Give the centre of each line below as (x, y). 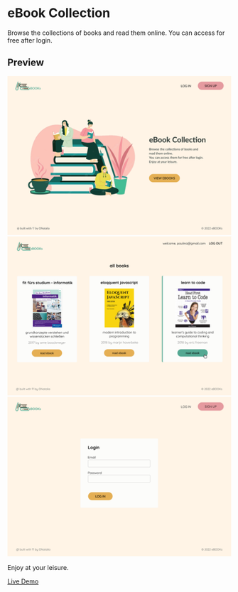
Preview (26, 63)
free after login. (30, 40)
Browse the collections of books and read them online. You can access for (116, 33)
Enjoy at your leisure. (38, 567)
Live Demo (23, 581)
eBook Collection (59, 13)
